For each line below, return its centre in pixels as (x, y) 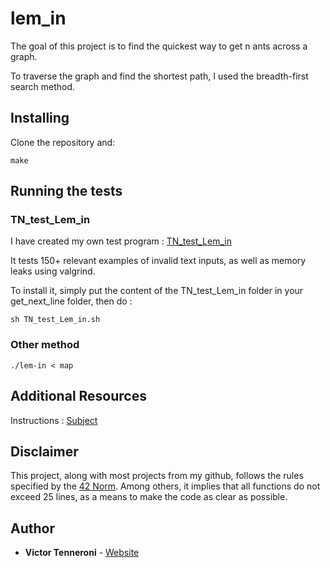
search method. (43, 86)
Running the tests (66, 191)
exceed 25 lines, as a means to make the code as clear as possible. (149, 497)
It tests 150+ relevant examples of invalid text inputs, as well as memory (158, 261)
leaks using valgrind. (53, 271)
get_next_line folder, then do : (71, 301)
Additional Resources (78, 396)
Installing (40, 118)
